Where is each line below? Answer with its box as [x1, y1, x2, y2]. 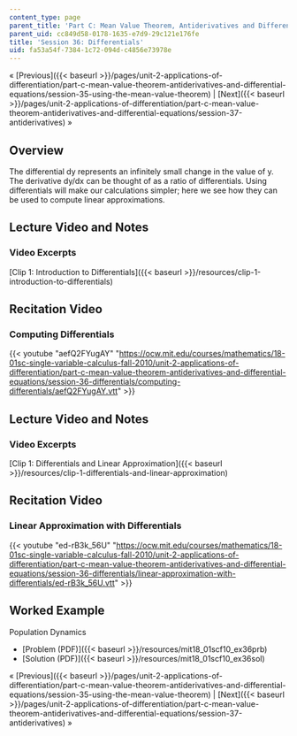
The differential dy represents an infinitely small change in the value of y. [9, 165, 274, 177]
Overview [9, 142, 65, 157]
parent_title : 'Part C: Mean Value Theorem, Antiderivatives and [9, 21, 255, 30]
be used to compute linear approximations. [9, 194, 165, 204]
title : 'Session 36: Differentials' [9, 37, 144, 47]
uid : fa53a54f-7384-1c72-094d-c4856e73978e [9, 46, 172, 55]
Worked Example [9, 603, 105, 618]
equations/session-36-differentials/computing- [9, 377, 181, 387]
